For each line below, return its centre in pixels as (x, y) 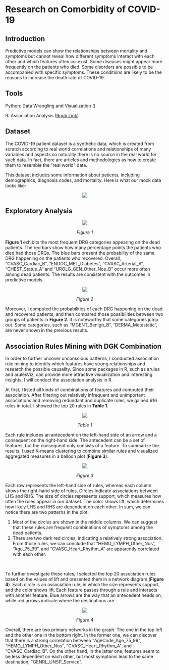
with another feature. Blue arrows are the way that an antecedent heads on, (84, 595)
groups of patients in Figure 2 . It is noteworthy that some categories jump (82, 320)
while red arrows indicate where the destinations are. (61, 601)
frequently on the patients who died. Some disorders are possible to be (79, 67)
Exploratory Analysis (39, 211)
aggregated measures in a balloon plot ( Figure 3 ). (57, 456)
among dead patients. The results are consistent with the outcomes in (78, 274)
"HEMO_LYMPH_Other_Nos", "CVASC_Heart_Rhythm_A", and (69, 646)
